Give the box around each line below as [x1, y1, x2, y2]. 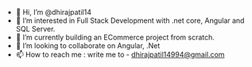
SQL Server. [15, 24, 56, 33]
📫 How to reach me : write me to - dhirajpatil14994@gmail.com [15, 50, 225, 59]
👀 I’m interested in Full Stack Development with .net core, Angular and [15, 16, 245, 25]
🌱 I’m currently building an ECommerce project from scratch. [15, 32, 215, 42]
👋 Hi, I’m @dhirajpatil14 [15, 8, 91, 17]
